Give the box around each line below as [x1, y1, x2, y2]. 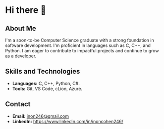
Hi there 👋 [5, 4, 46, 16]
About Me [5, 24, 36, 33]
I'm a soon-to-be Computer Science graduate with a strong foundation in [5, 37, 155, 43]
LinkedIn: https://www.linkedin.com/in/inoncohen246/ [12, 118, 124, 124]
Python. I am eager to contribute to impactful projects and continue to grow [5, 48, 159, 53]
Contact [5, 100, 31, 108]
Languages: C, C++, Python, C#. [12, 80, 80, 86]
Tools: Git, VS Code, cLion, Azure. [12, 86, 83, 91]
